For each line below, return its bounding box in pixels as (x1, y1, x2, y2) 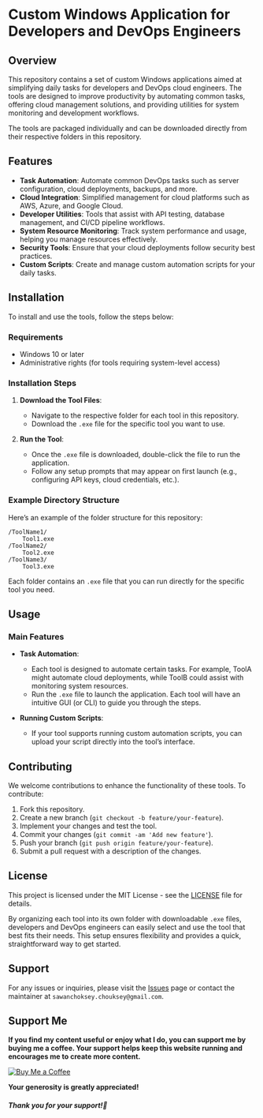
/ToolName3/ (8, 555, 47, 564)
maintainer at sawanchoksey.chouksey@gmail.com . (8, 991, 164, 1000)
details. (8, 899, 32, 908)
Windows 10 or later (19, 349, 84, 358)
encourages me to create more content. (8, 1052, 141, 1061)
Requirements (8, 332, 64, 343)
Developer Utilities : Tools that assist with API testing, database (19, 209, 225, 219)
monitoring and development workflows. (8, 108, 139, 118)
